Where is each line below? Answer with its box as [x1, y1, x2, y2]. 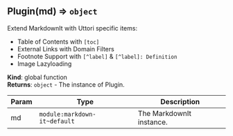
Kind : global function [7, 73, 68, 81]
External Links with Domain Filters [17, 44, 114, 53]
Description [160, 96, 200, 106]
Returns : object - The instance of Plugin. [7, 80, 125, 89]
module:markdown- [39, 110, 96, 118]
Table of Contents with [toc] [17, 37, 100, 46]
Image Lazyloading [17, 59, 72, 68]
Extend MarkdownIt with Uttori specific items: [7, 24, 137, 32]
